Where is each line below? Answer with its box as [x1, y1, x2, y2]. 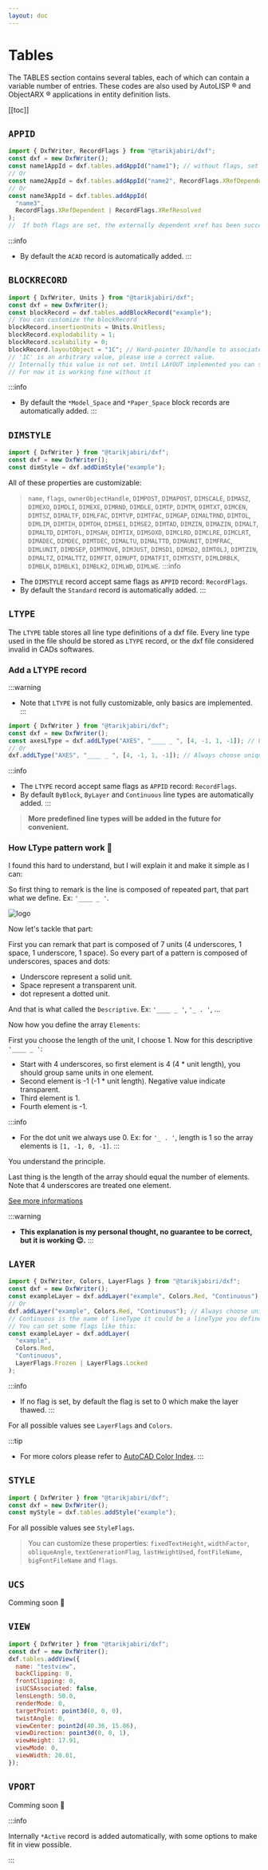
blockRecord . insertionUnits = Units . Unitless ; [8, 323, 166, 331]
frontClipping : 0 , [15, 1678, 77, 1686]
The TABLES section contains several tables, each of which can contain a [8, 73, 250, 82]
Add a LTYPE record [8, 664, 88, 675]
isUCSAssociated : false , [15, 1685, 98, 1693]
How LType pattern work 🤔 [8, 842, 113, 854]
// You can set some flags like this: [8, 1322, 137, 1330]
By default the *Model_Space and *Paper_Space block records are [19, 398, 230, 407]
